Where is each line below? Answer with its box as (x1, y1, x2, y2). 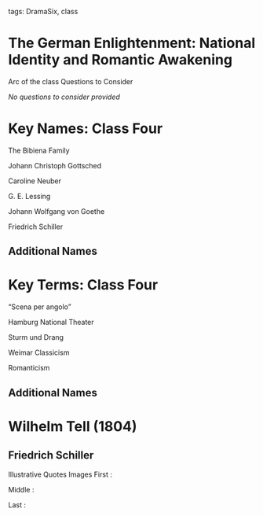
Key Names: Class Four (8, 120, 163, 138)
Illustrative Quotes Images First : (8, 470, 112, 479)
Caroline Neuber (8, 176, 61, 186)
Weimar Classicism (8, 348, 70, 357)
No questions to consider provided (8, 92, 120, 101)
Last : (8, 499, 26, 510)
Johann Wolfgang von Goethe (8, 206, 105, 216)
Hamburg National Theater (8, 318, 94, 327)
